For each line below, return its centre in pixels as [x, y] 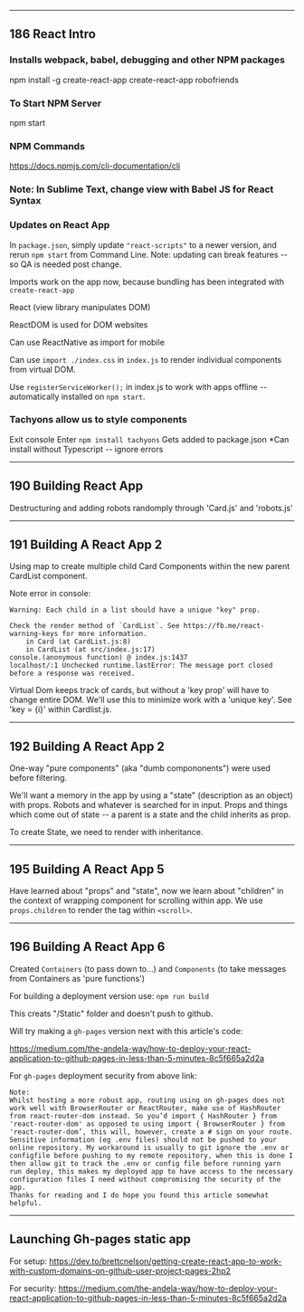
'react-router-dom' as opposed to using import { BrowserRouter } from [147, 1124]
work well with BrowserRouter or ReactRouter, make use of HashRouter [145, 1108]
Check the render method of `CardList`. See [95, 626]
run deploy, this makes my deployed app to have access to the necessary [152, 1171]
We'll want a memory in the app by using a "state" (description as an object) [152, 795]
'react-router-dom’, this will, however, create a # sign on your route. [152, 1132]
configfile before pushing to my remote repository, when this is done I [152, 1155]
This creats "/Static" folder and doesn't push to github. [111, 1013]
